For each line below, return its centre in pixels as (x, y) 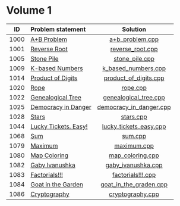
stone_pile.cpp (134, 58)
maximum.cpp (134, 145)
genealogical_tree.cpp (134, 97)
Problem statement (58, 29)
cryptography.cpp (134, 194)
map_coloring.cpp (134, 155)
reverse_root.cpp (134, 49)
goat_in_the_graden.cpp (134, 184)
